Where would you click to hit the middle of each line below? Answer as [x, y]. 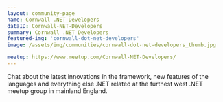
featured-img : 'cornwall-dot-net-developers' [73, 39]
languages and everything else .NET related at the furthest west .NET [105, 84]
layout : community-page [41, 13]
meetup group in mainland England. [57, 91]
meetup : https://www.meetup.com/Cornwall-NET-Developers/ [92, 57]
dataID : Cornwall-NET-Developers [55, 26]
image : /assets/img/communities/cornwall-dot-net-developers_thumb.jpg [111, 45]
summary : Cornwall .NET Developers [58, 32]
